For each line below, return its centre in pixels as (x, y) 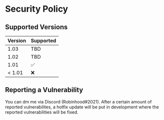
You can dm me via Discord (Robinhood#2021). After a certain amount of (78, 101)
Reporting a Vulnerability (44, 90)
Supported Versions (36, 27)
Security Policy (37, 9)
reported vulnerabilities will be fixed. (42, 112)
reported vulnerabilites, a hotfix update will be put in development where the (82, 107)
